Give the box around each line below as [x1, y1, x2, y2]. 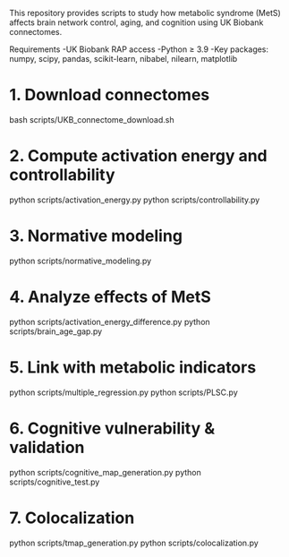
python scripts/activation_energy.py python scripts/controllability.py [9, 194, 260, 205]
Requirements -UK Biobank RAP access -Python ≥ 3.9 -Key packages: [9, 44, 269, 55]
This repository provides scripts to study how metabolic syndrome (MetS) [9, 8, 282, 18]
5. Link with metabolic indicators [9, 357, 257, 377]
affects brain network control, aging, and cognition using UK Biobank [9, 17, 264, 28]
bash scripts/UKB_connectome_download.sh [9, 114, 174, 124]
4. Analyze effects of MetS [9, 287, 212, 307]
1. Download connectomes [9, 85, 210, 106]
